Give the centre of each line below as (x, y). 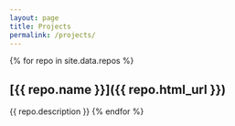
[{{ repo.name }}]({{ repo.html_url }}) (118, 89)
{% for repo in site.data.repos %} (72, 61)
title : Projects (40, 26)
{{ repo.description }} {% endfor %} (77, 111)
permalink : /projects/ (53, 35)
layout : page (34, 18)
